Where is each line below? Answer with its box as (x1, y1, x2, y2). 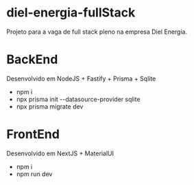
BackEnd (6, 52, 58, 67)
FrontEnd (6, 127, 60, 142)
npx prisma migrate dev (16, 102, 84, 111)
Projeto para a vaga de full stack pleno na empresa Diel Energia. (6, 28, 188, 36)
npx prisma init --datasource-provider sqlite (16, 95, 141, 103)
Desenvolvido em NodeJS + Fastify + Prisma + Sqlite (6, 74, 156, 83)
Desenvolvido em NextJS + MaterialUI (6, 149, 114, 157)
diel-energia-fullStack (6, 5, 136, 21)
